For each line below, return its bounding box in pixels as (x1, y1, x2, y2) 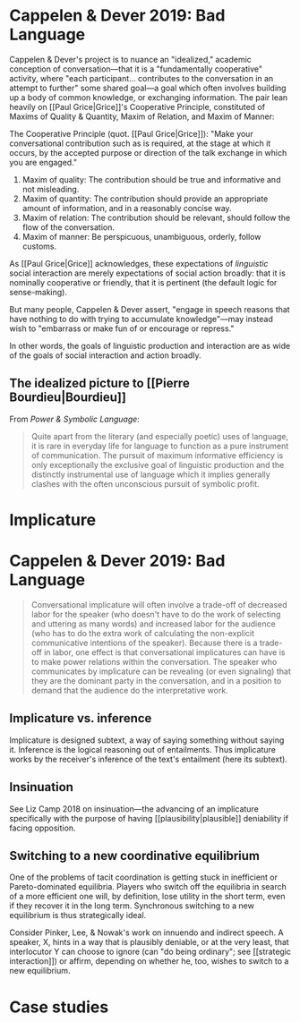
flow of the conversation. (21, 221, 115, 233)
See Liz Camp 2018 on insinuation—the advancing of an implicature (9, 803, 260, 814)
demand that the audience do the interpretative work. (30, 685, 228, 695)
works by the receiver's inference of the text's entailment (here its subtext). (9, 754, 288, 764)
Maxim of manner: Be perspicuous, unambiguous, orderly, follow (21, 231, 261, 242)
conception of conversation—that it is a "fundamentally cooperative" (9, 64, 262, 74)
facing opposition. (9, 822, 76, 833)
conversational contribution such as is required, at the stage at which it (9, 138, 271, 149)
